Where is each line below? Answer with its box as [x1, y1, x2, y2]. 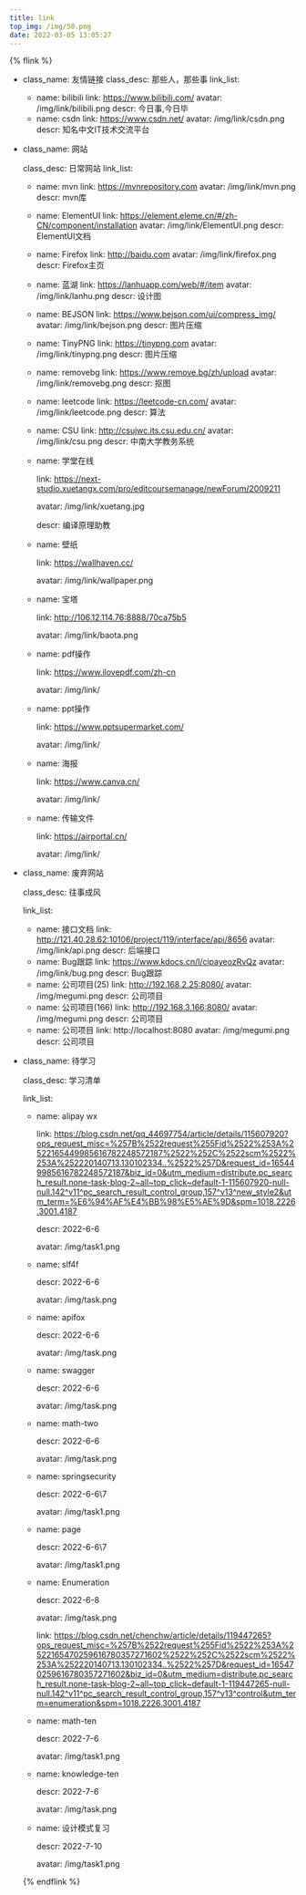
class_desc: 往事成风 [22, 886, 102, 898]
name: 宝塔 [36, 594, 79, 605]
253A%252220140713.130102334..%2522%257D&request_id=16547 [36, 1659, 294, 1670]
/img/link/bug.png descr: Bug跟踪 [36, 968, 162, 979]
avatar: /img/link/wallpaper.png [36, 575, 154, 586]
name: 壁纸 [36, 539, 79, 550]
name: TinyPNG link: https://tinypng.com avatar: [36, 338, 217, 349]
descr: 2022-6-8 [36, 1595, 100, 1606]
